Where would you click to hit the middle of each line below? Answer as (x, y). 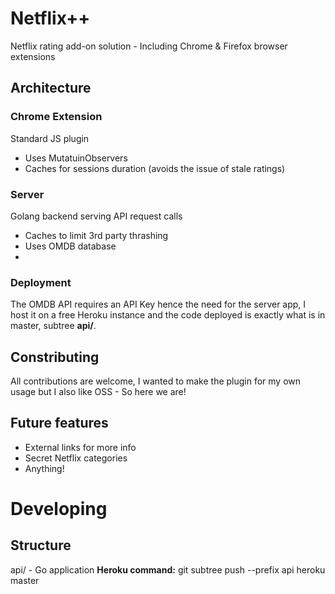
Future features (59, 423)
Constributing (55, 357)
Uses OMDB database (70, 246)
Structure (41, 545)
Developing (59, 509)
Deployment (41, 282)
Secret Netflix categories (76, 458)
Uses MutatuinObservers (76, 158)
